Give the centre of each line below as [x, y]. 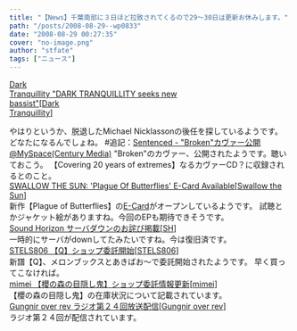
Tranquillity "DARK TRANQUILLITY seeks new [93, 94]
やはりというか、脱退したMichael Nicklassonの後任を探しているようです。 [146, 131]
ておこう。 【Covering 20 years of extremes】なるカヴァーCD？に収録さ [143, 165]
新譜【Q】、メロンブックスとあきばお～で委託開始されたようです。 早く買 [144, 261]
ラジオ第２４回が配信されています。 [75, 317]
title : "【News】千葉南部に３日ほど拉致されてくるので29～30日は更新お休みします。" [149, 17]
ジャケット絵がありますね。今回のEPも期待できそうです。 [123, 217]
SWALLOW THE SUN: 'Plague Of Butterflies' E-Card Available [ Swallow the [146, 186]
